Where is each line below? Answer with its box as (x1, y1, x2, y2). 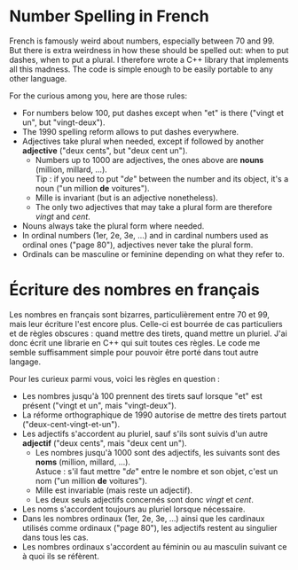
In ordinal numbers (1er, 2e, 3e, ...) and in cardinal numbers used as (21, 230, 269, 240)
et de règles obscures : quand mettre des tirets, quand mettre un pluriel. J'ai (9, 328, 288, 339)
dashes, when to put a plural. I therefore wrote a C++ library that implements (9, 54, 289, 65)
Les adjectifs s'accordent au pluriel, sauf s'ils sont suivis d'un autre (21, 428, 269, 439)
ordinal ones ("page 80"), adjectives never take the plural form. (21, 239, 254, 250)
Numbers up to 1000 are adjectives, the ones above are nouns (35, 154, 264, 165)
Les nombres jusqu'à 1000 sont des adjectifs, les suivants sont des (35, 447, 281, 457)
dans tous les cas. (21, 532, 89, 543)
